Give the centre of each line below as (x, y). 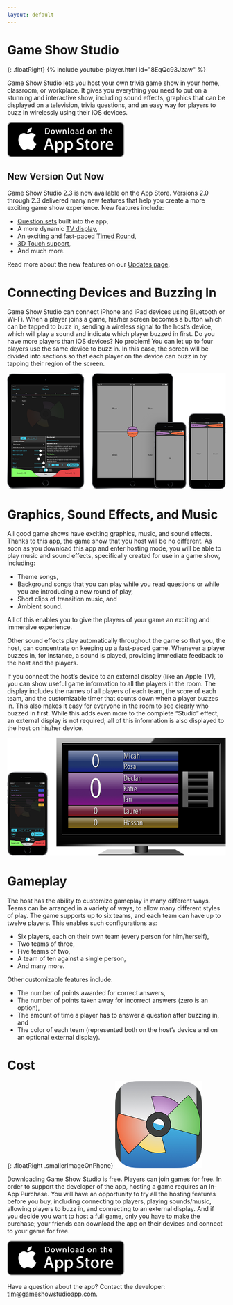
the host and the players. (43, 663)
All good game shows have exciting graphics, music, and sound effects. (110, 534)
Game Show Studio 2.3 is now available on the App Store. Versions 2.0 (108, 193)
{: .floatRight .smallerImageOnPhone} (60, 1165)
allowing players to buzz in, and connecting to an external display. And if (111, 1208)
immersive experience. (40, 627)
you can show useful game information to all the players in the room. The (112, 684)
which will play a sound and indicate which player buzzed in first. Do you (111, 334)
